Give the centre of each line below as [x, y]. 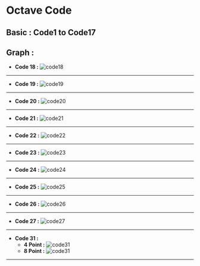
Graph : [20, 52]
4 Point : [34, 245]
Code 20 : [27, 101]
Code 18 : [26, 67]
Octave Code [39, 10]
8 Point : [34, 251]
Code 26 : [27, 204]
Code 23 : [27, 153]
